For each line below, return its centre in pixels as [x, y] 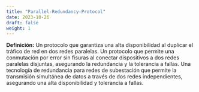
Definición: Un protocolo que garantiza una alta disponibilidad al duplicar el [100, 45]
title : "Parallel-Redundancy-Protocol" [56, 12]
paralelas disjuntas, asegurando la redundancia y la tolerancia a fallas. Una [99, 64]
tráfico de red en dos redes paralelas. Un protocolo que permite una [91, 52]
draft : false [22, 23]
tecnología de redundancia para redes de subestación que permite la [91, 70]
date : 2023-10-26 [28, 17]
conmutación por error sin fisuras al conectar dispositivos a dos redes [93, 58]
